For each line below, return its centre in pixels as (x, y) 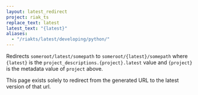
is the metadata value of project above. (55, 69)
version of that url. (29, 86)
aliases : (17, 34)
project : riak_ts (28, 17)
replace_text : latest (33, 23)
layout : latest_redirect (37, 12)
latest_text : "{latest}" (37, 28)
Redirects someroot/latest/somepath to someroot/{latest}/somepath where (97, 56)
